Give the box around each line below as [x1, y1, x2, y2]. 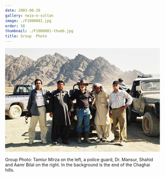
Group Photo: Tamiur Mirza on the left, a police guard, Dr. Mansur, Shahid [5, 156, 153, 162]
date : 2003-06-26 [5, 8, 41, 13]
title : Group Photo [5, 34, 48, 39]
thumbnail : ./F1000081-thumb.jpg [5, 28, 74, 34]
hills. [5, 167, 15, 173]
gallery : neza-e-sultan [5, 13, 54, 18]
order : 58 [5, 24, 26, 28]
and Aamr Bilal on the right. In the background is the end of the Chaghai [5, 162, 151, 168]
